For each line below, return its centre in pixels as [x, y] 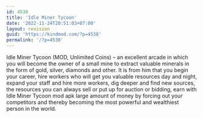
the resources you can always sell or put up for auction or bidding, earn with [101, 89]
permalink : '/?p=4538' [35, 40]
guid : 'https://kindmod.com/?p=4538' [54, 34]
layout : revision [28, 29]
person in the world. [31, 109]
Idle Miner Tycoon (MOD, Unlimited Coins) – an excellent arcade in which [97, 57]
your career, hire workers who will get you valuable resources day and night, [102, 77]
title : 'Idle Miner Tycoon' [42, 18]
